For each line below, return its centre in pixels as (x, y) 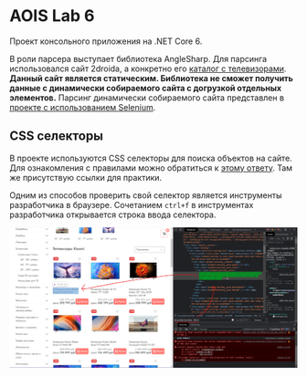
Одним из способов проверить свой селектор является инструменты (146, 195)
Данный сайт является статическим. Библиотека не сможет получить (152, 78)
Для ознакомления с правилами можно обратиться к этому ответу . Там (151, 168)
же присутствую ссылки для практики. (86, 177)
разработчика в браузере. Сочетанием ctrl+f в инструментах (132, 204)
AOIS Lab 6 (52, 16)
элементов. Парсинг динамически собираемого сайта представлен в (147, 98)
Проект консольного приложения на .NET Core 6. (106, 41)
